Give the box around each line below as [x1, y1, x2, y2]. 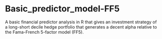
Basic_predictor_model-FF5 [5, 3, 120, 14]
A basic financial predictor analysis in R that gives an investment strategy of [5, 19, 157, 25]
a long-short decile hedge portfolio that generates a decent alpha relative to [5, 24, 157, 29]
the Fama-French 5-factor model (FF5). [5, 29, 84, 35]
